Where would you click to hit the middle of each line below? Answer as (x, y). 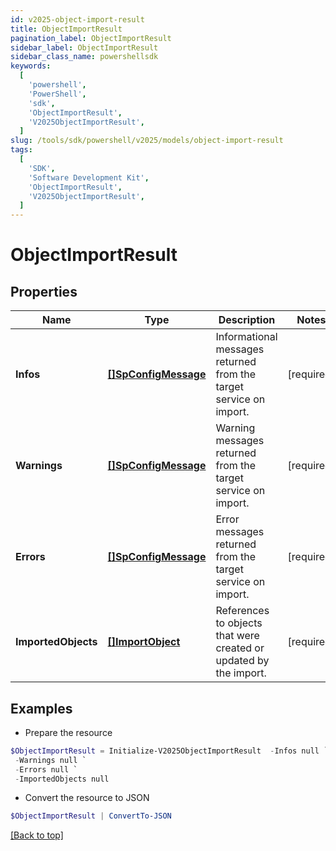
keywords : (31, 66)
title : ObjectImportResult (66, 29)
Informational (246, 337)
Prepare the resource (68, 732)
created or (240, 648)
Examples (41, 708)
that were (237, 636)
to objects (239, 623)
